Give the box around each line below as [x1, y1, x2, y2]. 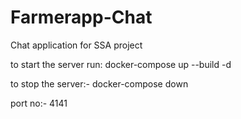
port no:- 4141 [10, 97, 68, 109]
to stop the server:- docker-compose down [10, 77, 189, 90]
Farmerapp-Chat [10, 6, 153, 29]
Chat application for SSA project [10, 39, 143, 51]
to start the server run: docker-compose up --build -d [10, 58, 232, 70]
